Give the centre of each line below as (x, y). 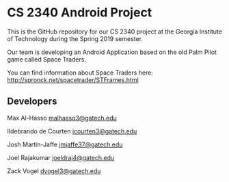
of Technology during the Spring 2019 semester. (75, 38)
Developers (32, 102)
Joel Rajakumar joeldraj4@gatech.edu (61, 157)
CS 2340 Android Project (80, 13)
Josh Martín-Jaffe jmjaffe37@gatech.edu (65, 144)
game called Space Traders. (47, 59)
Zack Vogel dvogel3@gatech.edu (54, 171)
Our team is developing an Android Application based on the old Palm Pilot (112, 52)
